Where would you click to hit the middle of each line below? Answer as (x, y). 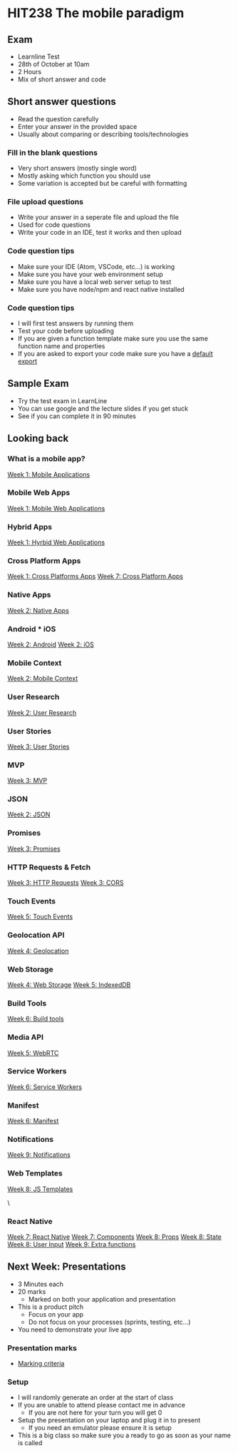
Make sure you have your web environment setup (90, 274)
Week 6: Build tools (36, 1019)
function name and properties (61, 346)
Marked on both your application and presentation (102, 1299)
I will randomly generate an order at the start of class (95, 1397)
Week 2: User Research (42, 712)
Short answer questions (62, 102)
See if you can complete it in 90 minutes (77, 416)
